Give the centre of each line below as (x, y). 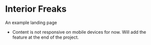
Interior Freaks (36, 9)
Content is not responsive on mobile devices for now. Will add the (79, 32)
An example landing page (31, 22)
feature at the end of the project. (46, 37)
